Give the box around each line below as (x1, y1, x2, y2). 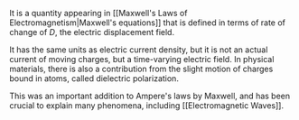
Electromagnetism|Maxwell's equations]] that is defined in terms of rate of (9, 17, 286, 28)
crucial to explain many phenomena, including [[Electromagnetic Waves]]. (9, 100, 285, 111)
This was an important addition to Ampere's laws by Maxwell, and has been (9, 90, 291, 101)
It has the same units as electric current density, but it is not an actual (9, 44, 268, 55)
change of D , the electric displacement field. (9, 27, 174, 37)
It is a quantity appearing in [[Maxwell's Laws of (9, 8, 188, 18)
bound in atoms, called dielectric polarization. (9, 73, 179, 84)
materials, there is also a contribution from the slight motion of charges (9, 63, 274, 74)
